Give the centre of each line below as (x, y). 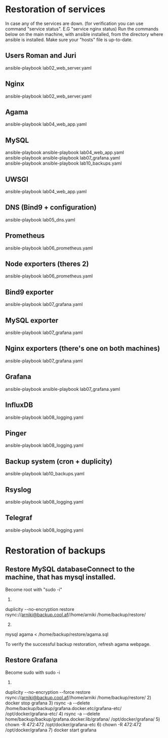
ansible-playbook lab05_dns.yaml (40, 220)
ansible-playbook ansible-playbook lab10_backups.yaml (64, 163)
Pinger (16, 433)
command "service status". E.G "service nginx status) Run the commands (82, 28)
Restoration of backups (55, 550)
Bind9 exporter (30, 292)
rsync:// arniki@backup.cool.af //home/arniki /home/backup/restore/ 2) (78, 697)
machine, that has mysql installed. (60, 577)
